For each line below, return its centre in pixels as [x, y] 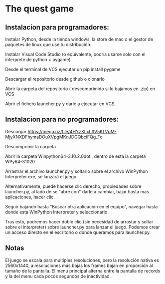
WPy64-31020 [20, 161]
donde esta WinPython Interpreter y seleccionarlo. [57, 212]
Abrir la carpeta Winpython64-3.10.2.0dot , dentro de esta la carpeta [76, 156]
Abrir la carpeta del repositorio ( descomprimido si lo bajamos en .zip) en [80, 89]
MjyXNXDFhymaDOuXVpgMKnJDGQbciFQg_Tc [54, 137]
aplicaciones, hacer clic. [30, 197]
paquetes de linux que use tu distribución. [48, 45]
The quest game [39, 9]
